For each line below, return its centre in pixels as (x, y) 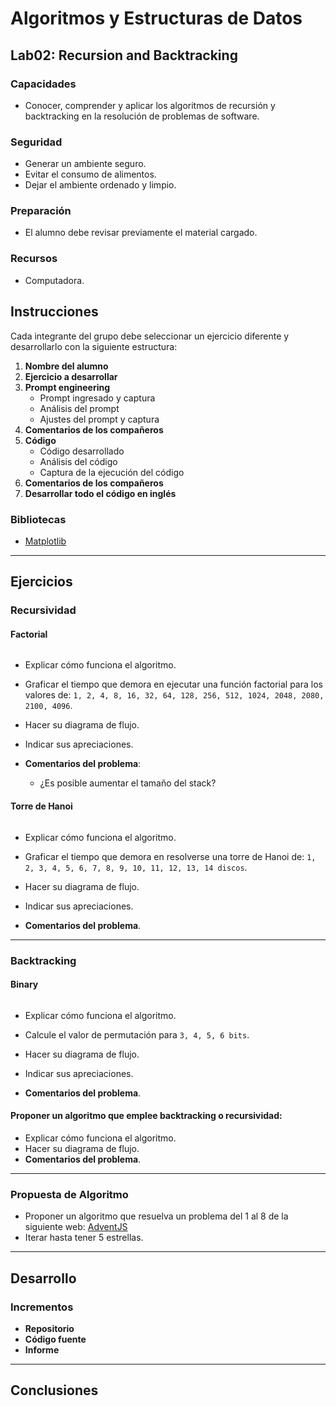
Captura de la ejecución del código (112, 472)
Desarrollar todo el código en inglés (100, 493)
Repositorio (49, 1328)
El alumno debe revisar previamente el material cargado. (141, 233)
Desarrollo (43, 1278)
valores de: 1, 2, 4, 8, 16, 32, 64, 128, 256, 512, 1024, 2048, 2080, (174, 695)
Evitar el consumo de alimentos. (90, 174)
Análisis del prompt (79, 408)
